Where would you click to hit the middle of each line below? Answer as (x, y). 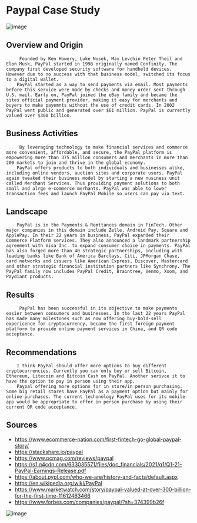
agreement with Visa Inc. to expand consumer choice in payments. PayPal (98, 246)
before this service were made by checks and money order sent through (96, 90)
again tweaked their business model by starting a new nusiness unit (93, 178)
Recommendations (41, 352)
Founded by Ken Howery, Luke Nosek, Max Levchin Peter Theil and (101, 59)
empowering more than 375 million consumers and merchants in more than (97, 157)
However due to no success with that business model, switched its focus (98, 74)
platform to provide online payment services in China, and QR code (92, 329)
